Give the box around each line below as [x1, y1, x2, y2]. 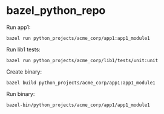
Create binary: [6, 68, 42, 75]
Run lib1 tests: [6, 46, 41, 53]
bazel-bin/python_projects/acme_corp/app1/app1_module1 [6, 102, 150, 108]
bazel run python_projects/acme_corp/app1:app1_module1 [6, 35, 150, 41]
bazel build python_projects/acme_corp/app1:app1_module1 [6, 80, 156, 86]
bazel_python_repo [6, 4, 106, 17]
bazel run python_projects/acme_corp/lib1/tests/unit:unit [6, 57, 159, 63]
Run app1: [6, 24, 31, 31]
